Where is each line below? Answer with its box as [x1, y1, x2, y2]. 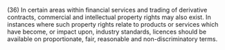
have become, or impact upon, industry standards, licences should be [7, 27, 207, 36]
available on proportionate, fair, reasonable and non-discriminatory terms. [7, 35, 218, 43]
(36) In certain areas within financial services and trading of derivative [7, 6, 208, 14]
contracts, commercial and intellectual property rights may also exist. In [7, 13, 211, 21]
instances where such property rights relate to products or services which [7, 21, 219, 28]
